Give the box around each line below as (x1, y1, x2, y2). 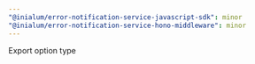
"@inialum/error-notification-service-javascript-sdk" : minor (8, 12, 243, 22)
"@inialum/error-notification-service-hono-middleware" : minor (8, 21, 247, 30)
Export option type (8, 45, 77, 55)
